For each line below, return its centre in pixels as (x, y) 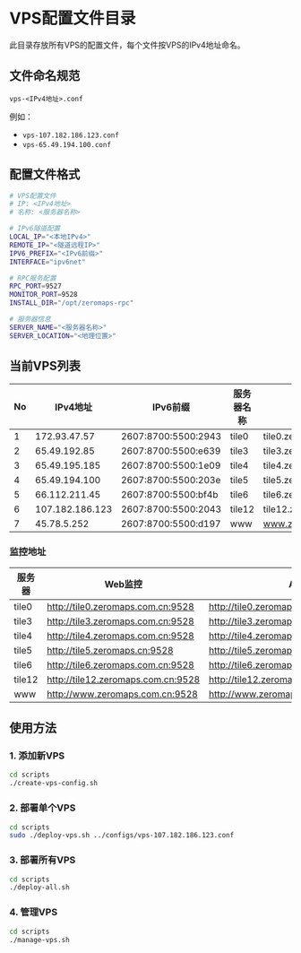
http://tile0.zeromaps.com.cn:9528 (120, 606)
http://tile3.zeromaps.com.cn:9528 (120, 621)
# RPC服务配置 (33, 278)
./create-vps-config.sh (54, 784)
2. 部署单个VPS (43, 808)
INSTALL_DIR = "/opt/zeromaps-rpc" (72, 303)
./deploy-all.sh (39, 888)
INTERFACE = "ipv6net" (48, 262)
